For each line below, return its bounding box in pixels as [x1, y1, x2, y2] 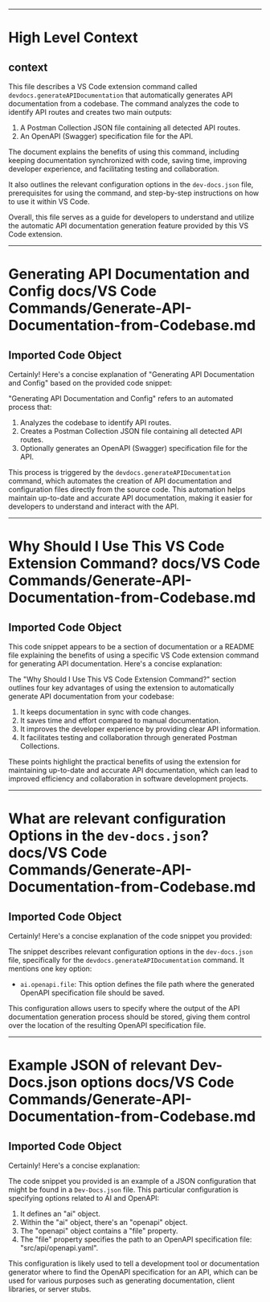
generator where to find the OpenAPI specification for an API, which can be [8, 1267, 259, 1276]
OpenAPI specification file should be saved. [19, 988, 165, 997]
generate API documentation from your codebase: [8, 692, 174, 701]
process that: [8, 403, 52, 411]
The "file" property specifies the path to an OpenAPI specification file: [19, 1234, 252, 1244]
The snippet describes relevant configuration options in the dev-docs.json [8, 947, 253, 956]
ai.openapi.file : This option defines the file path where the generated [19, 980, 255, 989]
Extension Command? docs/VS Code [8, 555, 261, 573]
